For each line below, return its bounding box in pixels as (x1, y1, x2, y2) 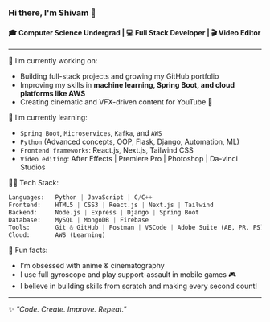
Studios (19, 162, 46, 172)
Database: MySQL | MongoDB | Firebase (8, 216, 149, 224)
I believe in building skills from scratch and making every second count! (19, 281, 257, 291)
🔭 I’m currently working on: (8, 56, 98, 66)
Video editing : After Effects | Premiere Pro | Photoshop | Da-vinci (19, 154, 239, 164)
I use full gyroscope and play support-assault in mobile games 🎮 (19, 270, 237, 279)
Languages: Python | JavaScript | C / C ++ (8, 194, 153, 202)
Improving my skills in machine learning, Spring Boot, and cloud (19, 80, 235, 90)
